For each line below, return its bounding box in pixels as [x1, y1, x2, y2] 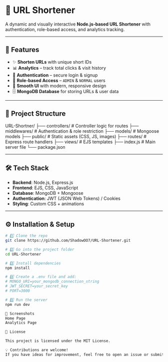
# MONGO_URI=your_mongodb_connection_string [5, 279, 99, 284]
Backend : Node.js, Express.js [12, 180, 73, 186]
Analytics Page [5, 320, 37, 325]
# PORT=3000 [5, 288, 30, 293]
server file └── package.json [5, 144, 66, 150]
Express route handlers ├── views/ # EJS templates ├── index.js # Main [5, 139, 156, 145]
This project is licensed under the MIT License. [5, 338, 111, 343]
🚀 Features [5, 46, 39, 54]
